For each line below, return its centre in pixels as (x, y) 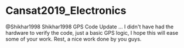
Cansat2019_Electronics (66, 11)
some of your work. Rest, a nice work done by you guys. (74, 39)
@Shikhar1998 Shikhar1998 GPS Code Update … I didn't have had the (90, 27)
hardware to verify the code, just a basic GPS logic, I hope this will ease (92, 32)
